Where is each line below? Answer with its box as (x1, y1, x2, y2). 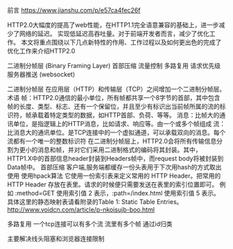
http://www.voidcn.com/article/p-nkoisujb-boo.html (7, 205, 155, 214)
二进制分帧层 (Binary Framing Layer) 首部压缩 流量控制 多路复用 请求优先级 (7, 62, 221, 69)
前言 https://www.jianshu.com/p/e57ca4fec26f (7, 6, 141, 14)
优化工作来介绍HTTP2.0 (7, 47, 76, 55)
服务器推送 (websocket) (7, 70, 75, 78)
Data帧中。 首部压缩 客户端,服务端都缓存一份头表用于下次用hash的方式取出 (7, 163, 222, 171)
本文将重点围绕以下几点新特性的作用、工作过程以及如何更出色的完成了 (20, 38, 222, 46)
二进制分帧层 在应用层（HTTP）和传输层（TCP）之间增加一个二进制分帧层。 (7, 85, 226, 93)
